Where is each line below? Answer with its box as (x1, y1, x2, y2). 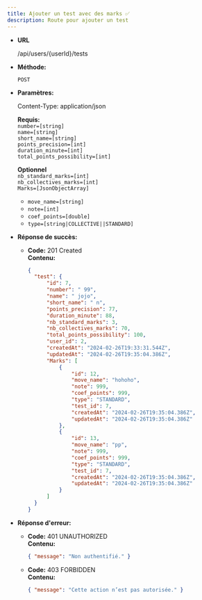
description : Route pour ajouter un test (7, 17, 129, 24)
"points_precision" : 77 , (46, 305, 119, 313)
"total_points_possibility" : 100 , (46, 332, 146, 339)
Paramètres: (17, 88, 54, 97)
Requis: (17, 115, 40, 124)
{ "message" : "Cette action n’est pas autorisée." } (27, 586, 184, 593)
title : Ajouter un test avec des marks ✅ (7, 10, 131, 17)
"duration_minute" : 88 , (46, 312, 116, 319)
